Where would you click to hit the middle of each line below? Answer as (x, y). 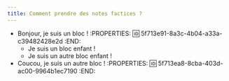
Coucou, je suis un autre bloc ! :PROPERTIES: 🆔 (87, 63)
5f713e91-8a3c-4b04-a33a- (182, 33)
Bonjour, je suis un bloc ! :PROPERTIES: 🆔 (78, 33)
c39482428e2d (40, 41)
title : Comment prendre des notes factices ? (75, 13)
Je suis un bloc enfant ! (62, 48)
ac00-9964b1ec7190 (47, 71)
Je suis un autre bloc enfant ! (70, 55)
